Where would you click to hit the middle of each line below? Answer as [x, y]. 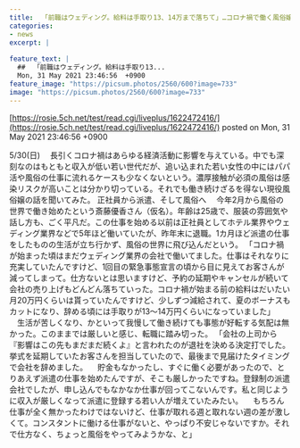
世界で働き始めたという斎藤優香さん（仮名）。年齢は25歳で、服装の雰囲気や [149, 211]
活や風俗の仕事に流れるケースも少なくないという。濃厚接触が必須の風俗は [146, 177]
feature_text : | [39, 59]
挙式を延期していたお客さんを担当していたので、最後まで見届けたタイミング [150, 356]
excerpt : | [29, 42]
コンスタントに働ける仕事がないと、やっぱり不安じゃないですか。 [153, 423]
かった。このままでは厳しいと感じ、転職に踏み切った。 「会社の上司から [143, 333]
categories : [31, 26]
